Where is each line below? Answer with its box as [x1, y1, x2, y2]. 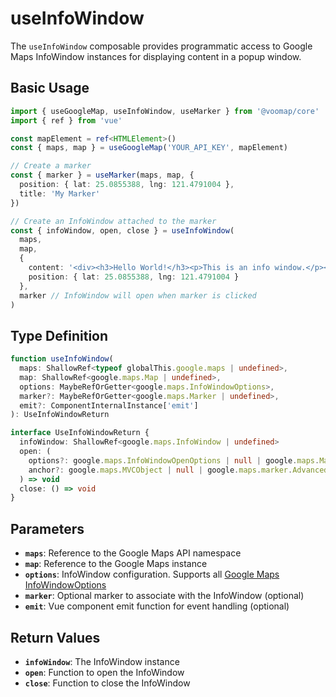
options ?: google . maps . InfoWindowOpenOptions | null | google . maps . [28, 455, 320, 466]
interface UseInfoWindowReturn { [10, 428, 150, 438]
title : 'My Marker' [19, 188, 101, 199]
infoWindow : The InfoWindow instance [24, 655, 180, 667]
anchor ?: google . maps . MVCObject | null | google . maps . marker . [28, 465, 293, 475]
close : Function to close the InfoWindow [24, 677, 191, 689]
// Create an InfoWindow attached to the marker [10, 216, 217, 226]
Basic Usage [10, 80, 90, 97]
